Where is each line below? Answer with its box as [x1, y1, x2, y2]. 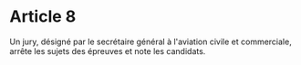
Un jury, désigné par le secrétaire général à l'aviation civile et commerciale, [9, 36, 292, 47]
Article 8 [9, 6, 77, 27]
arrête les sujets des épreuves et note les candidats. [9, 45, 206, 56]
